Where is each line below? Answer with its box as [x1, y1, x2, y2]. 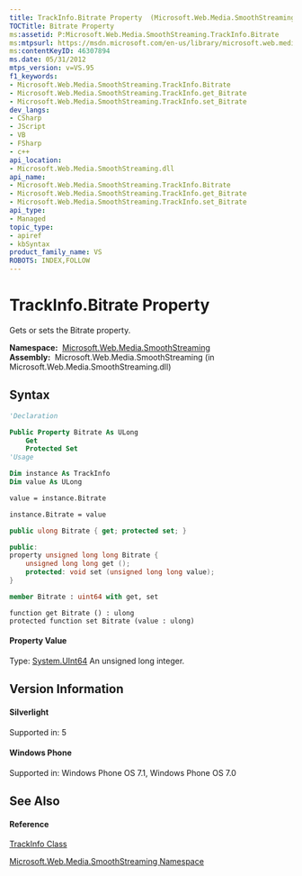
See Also [9, 794, 60, 809]
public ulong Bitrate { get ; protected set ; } [9, 526, 187, 535]
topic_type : [9, 223, 54, 232]
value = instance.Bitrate [9, 493, 106, 503]
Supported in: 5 [9, 726, 67, 737]
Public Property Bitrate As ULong [9, 427, 139, 437]
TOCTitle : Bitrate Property [9, 22, 115, 31]
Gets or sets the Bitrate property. [9, 324, 131, 335]
